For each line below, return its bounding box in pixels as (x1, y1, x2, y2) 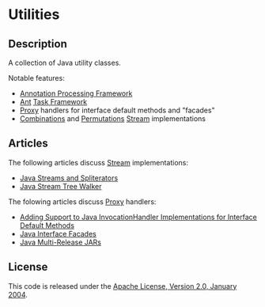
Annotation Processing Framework (19, 89, 133, 98)
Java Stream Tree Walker (19, 181, 102, 191)
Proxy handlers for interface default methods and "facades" (19, 105, 215, 115)
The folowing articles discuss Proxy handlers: (8, 196, 157, 207)
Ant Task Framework (19, 97, 88, 106)
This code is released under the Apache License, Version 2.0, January (8, 281, 237, 290)
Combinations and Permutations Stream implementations (19, 114, 206, 123)
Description (8, 37, 67, 51)
